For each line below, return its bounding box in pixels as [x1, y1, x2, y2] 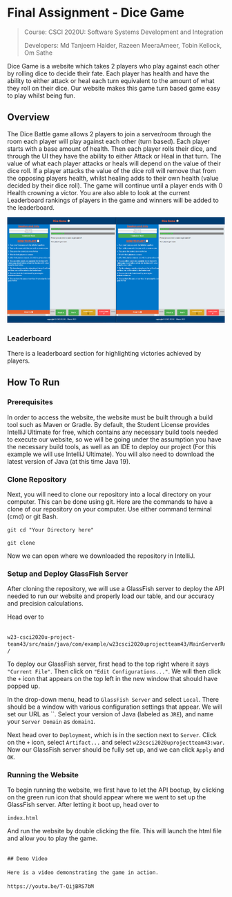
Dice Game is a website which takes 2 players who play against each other [7, 62, 220, 70]
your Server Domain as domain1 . [7, 718, 95, 726]
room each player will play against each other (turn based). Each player [7, 137, 211, 145]
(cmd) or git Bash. [7, 512, 59, 520]
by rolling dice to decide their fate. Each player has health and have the [7, 69, 209, 78]
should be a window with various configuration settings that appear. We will [7, 703, 222, 711]
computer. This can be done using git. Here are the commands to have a [7, 497, 213, 506]
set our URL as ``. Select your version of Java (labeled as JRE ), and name [7, 710, 214, 718]
